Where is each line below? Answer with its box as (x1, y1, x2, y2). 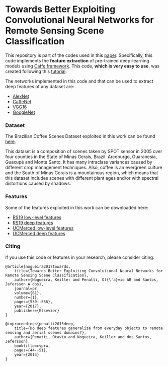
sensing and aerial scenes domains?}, (5, 330, 87, 335)
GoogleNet (12, 109, 35, 115)
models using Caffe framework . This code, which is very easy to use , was (5, 63, 160, 69)
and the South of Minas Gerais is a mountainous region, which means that (5, 170, 158, 176)
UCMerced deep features (12, 230, 65, 236)
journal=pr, (14, 286, 39, 291)
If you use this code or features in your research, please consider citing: (5, 254, 154, 260)
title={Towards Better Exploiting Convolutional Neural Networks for (14, 268, 163, 273)
